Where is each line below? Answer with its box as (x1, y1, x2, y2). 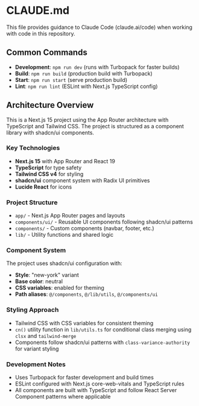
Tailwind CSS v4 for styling (14, 170, 84, 178)
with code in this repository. (6, 30, 75, 37)
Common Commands (6, 48, 87, 58)
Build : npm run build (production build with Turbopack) (14, 70, 153, 77)
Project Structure (6, 198, 58, 207)
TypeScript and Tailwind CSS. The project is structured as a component (6, 122, 184, 130)
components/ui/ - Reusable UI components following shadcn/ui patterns (14, 218, 193, 226)
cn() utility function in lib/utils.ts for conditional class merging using (14, 326, 192, 333)
